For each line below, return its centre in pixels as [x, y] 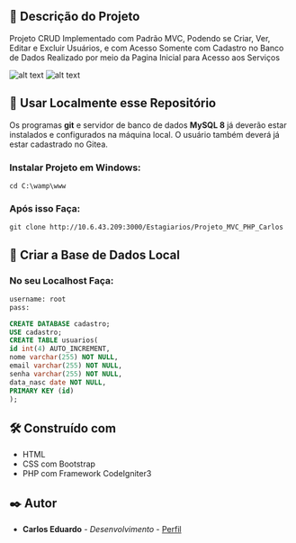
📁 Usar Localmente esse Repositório [113, 103]
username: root [38, 299]
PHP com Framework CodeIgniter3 [87, 474]
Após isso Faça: [45, 208]
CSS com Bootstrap [59, 464]
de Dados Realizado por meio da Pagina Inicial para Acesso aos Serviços [145, 57]
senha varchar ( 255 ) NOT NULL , [66, 374]
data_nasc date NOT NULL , [58, 382]
